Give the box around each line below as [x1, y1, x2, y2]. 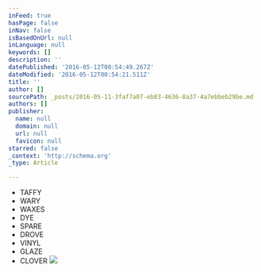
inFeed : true [8, 11, 52, 20]
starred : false [8, 144, 59, 152]
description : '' [8, 56, 62, 64]
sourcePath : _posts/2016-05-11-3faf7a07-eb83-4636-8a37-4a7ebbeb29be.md [8, 93, 254, 101]
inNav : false [8, 26, 52, 34]
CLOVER [19, 256, 48, 266]
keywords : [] [8, 48, 52, 56]
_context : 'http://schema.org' [8, 151, 112, 159]
